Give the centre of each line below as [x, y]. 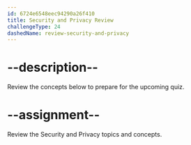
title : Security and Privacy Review [60, 20]
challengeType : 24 [34, 26]
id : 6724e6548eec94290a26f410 [51, 14]
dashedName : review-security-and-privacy [68, 33]
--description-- [53, 68]
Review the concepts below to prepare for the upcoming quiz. [96, 87]
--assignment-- [54, 115]
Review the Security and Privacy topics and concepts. [85, 135]
